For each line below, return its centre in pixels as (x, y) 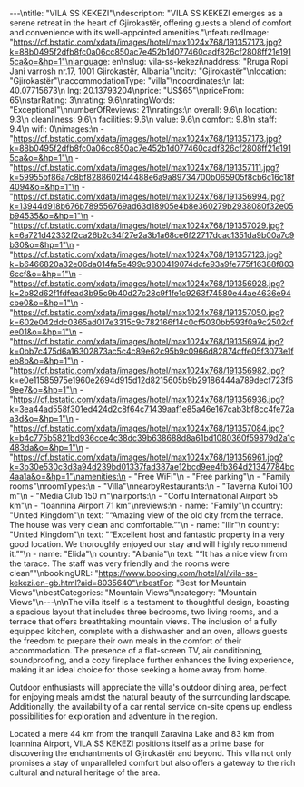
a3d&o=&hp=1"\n (42, 418)
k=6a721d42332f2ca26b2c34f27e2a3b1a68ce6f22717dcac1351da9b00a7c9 (152, 235)
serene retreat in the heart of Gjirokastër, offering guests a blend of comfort (151, 23)
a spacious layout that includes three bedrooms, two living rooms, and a (144, 612)
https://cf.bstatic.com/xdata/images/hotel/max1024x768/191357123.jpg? (148, 254)
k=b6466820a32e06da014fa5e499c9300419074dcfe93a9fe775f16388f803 (152, 264)
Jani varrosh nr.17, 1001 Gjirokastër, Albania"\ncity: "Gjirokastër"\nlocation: (148, 71)
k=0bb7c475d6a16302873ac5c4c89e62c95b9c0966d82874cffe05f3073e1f (152, 351)
